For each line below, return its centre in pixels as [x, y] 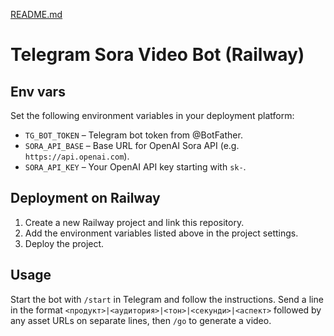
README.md [36, 14]
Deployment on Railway [85, 198]
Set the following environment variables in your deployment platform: [152, 115]
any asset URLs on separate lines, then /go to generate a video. [141, 320]
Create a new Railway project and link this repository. [134, 222]
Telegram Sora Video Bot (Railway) [157, 55]
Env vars [38, 91]
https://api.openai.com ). [77, 156]
